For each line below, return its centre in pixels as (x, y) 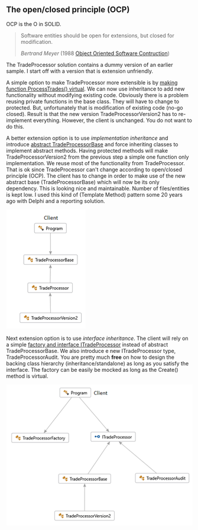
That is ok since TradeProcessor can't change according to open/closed (94, 169)
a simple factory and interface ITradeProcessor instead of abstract (87, 344)
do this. (15, 126)
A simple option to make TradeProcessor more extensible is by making (92, 82)
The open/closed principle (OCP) (68, 10)
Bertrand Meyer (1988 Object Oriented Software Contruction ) (95, 53)
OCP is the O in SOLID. (34, 24)
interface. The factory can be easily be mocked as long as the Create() (92, 370)
